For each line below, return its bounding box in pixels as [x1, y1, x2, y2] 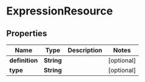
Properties [6, 28, 47, 39]
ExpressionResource [6, 4, 113, 18]
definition [9, 56, 38, 65]
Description [67, 46, 103, 54]
